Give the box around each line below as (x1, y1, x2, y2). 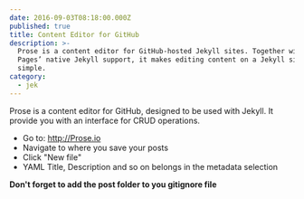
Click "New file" (22, 151, 82, 163)
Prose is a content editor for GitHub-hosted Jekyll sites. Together (17, 47, 285, 56)
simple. (17, 64, 47, 73)
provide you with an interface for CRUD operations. (9, 115, 201, 126)
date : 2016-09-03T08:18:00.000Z (9, 13, 131, 23)
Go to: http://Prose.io (22, 132, 101, 143)
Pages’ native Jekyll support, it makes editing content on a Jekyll (17, 55, 285, 64)
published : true (9, 22, 71, 31)
